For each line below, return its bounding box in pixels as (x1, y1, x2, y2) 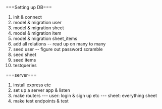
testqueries (13, 63, 37, 68)
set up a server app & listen (13, 87, 70, 93)
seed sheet (13, 51, 37, 58)
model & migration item (13, 30, 62, 36)
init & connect (13, 14, 42, 20)
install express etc (13, 82, 51, 88)
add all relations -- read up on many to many (13, 41, 106, 47)
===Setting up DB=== (6, 5, 52, 10)
